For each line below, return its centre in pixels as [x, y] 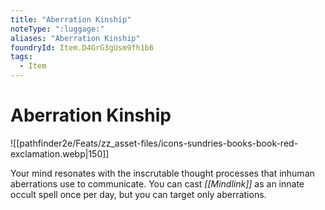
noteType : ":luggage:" [57, 29]
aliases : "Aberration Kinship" [75, 38]
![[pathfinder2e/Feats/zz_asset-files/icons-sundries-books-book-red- [154, 143]
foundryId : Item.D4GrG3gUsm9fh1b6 [82, 47]
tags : [21, 57]
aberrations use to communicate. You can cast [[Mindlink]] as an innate [157, 183]
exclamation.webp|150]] [60, 153]
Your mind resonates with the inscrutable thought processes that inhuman [162, 173]
